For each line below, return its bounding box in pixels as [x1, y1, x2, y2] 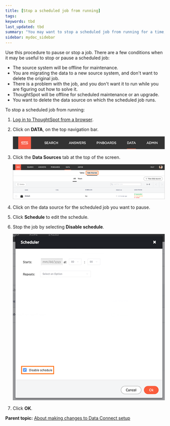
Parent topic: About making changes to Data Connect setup [5, 415, 131, 421]
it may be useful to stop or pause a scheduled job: [5, 55, 110, 61]
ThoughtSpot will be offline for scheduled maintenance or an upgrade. [12, 92, 159, 97]
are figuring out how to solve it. [12, 86, 78, 92]
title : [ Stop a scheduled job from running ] [5, 8, 101, 13]
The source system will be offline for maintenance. [12, 65, 118, 70]
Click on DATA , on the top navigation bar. [12, 127, 99, 132]
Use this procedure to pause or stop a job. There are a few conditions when [5, 50, 163, 55]
